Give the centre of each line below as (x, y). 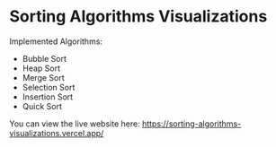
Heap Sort (41, 68)
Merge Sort (43, 77)
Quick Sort (42, 106)
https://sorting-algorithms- (192, 124)
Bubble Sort (45, 58)
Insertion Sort (48, 97)
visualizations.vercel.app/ (57, 133)
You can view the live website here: (75, 124)
